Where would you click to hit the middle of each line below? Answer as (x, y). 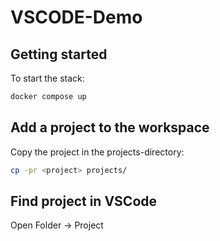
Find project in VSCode (84, 201)
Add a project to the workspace (110, 127)
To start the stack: (47, 78)
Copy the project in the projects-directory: (97, 152)
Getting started (59, 54)
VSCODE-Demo (76, 17)
